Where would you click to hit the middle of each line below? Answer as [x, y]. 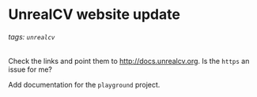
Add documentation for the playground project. [84, 85]
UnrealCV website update [94, 15]
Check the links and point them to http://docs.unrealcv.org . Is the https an [129, 62]
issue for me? [30, 69]
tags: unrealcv [32, 36]
